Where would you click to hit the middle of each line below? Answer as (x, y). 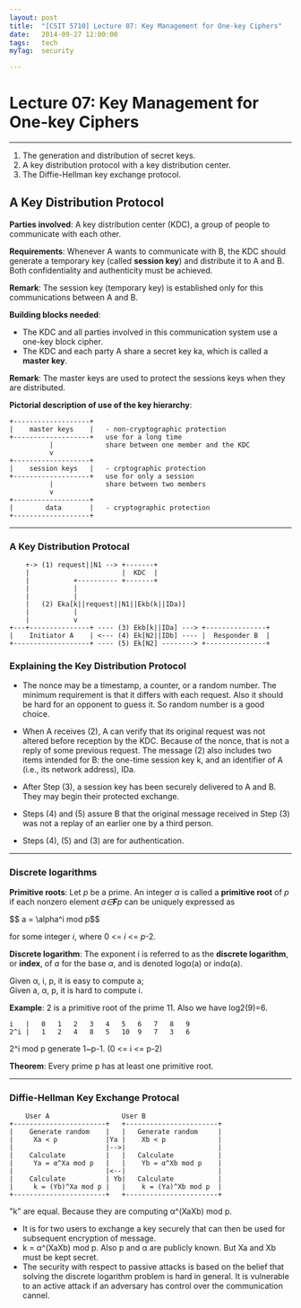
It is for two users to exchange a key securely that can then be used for (154, 1229)
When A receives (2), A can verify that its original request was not (144, 731)
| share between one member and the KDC (150, 445)
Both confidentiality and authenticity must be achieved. (111, 270)
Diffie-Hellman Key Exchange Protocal (95, 1097)
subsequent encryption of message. (89, 1238)
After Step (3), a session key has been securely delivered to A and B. (149, 787)
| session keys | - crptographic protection (107, 468)
